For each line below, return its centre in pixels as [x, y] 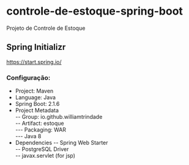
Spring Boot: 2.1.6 [37, 104]
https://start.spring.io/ [34, 61]
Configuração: [28, 77]
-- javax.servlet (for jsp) [45, 156]
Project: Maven [34, 91]
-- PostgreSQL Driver [42, 149]
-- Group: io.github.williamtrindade [59, 117]
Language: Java [35, 97]
